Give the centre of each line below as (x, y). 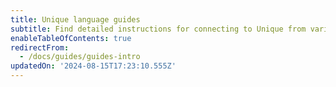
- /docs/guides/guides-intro (80, 57)
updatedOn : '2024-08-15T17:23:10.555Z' (93, 66)
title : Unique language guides (75, 19)
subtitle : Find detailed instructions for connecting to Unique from (158, 29)
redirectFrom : (40, 47)
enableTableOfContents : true (71, 38)
